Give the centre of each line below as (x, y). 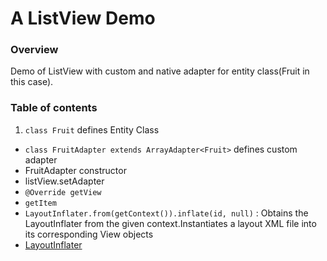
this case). (32, 82)
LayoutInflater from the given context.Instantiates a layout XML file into (170, 223)
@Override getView (63, 192)
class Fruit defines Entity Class (92, 129)
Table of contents (54, 108)
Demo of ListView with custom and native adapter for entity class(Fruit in (160, 71)
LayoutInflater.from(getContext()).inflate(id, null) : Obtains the (166, 213)
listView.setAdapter (64, 181)
